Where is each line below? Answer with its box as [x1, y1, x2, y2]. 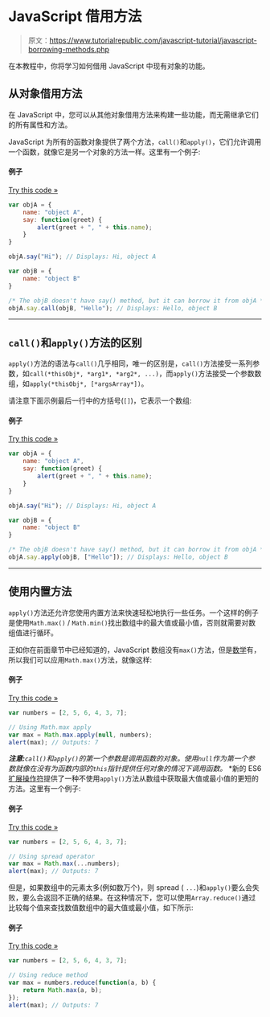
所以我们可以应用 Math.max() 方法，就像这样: [8, 654, 153, 664]
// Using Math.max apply [8, 723, 92, 732]
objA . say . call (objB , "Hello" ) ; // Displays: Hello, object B [8, 304, 218, 312]
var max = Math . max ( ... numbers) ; [8, 859, 121, 868]
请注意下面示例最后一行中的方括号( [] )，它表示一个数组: [8, 396, 192, 406]
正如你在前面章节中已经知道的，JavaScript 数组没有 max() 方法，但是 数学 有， [8, 645, 261, 654]
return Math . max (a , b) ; [22, 986, 103, 994]
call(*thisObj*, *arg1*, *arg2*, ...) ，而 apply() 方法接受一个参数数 [29, 369, 262, 379]
